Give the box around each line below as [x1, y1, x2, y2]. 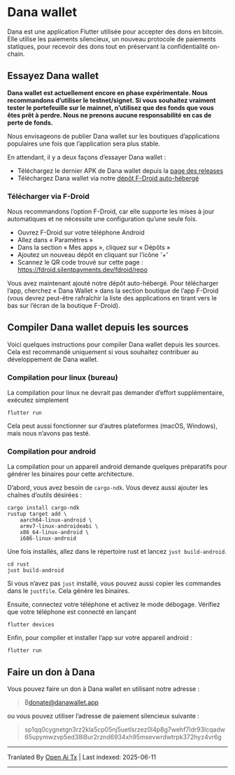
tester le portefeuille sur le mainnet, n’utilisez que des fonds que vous [7, 103, 215, 112]
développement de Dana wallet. [7, 355, 99, 363]
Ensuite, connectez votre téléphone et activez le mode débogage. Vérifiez [7, 600, 220, 609]
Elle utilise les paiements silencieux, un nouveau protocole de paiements [7, 34, 216, 43]
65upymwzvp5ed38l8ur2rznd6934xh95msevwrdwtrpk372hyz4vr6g [24, 733, 222, 741]
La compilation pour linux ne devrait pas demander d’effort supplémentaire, [7, 389, 225, 397]
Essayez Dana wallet [7, 70, 99, 82]
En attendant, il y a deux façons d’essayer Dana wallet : [7, 153, 166, 161]
